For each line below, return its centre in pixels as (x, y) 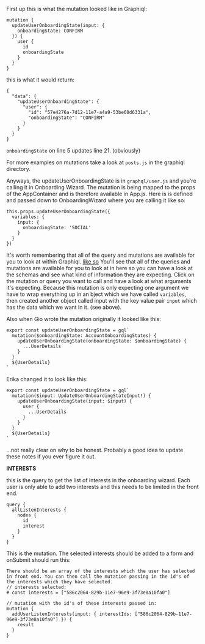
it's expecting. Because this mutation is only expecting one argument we (98, 288)
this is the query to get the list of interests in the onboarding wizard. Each (98, 480)
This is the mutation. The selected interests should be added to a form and (100, 553)
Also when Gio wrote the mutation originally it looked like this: (84, 319)
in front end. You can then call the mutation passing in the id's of (98, 577)
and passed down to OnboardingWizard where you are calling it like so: (96, 200)
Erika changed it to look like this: (47, 379)
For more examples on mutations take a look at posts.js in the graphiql (95, 162)
